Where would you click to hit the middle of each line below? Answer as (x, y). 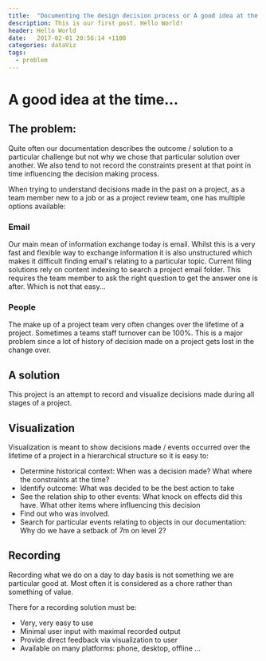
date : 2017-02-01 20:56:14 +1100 (67, 38)
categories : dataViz (43, 46)
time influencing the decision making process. (84, 173)
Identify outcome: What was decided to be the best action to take (127, 489)
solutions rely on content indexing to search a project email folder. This (125, 270)
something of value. (41, 592)
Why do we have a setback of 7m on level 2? (93, 531)
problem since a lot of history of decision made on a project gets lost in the (131, 342)
